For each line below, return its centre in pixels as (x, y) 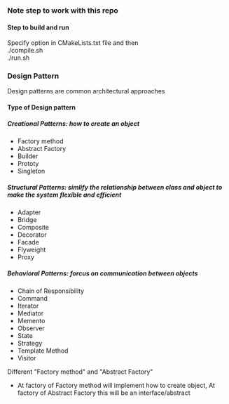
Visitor (27, 358)
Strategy (30, 343)
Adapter (29, 212)
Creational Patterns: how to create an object (74, 123)
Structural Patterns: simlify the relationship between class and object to (115, 187)
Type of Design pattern (41, 107)
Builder (28, 156)
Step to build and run (38, 27)
